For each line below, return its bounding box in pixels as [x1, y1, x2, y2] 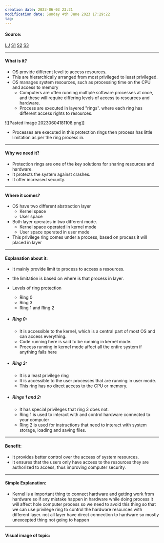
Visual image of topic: [5, 533, 50, 539]
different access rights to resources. [19, 110, 93, 116]
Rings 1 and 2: [12, 394, 41, 400]
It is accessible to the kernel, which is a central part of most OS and [19, 328, 155, 334]
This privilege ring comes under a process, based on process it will [12, 234, 147, 240]
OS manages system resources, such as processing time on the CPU [12, 79, 151, 85]
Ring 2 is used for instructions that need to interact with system [19, 422, 147, 428]
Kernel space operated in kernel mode [19, 224, 97, 230]
